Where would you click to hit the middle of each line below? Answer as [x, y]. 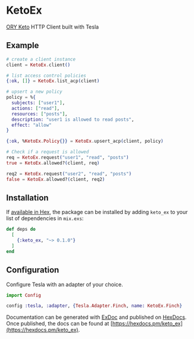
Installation [27, 198]
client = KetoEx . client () [38, 65]
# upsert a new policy [34, 92]
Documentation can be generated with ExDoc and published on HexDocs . [96, 317]
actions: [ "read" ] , [36, 108]
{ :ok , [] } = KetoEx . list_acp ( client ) [53, 81]
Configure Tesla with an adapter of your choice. [65, 284]
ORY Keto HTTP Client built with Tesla [53, 27]
